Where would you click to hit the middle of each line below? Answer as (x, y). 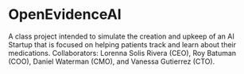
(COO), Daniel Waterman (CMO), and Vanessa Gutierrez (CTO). (112, 61)
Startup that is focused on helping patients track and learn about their (122, 44)
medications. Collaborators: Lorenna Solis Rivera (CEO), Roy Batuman (122, 53)
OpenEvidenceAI (65, 15)
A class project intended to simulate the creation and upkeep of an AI (121, 36)
